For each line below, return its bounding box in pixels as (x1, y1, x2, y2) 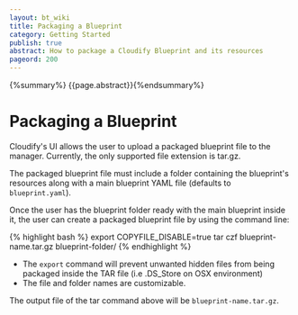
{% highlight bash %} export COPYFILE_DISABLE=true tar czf (9, 231, 239, 242)
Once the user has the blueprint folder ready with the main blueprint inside (9, 204, 286, 215)
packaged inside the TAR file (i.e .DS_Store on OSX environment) (22, 267, 264, 279)
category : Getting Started (9, 30, 111, 39)
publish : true (9, 38, 63, 48)
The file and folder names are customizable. (22, 277, 186, 288)
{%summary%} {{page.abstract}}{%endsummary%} (9, 80, 204, 90)
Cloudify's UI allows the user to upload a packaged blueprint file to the (9, 140, 272, 151)
